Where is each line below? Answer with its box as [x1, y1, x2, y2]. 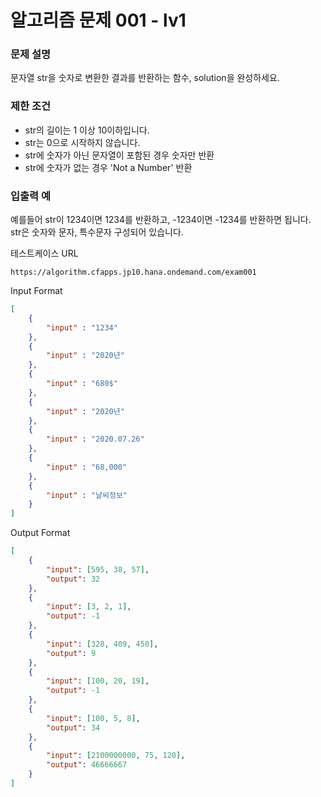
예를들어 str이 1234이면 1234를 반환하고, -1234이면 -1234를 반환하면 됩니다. [10, 214, 312, 226]
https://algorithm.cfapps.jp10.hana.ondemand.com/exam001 [10, 267, 257, 278]
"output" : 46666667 [46, 760, 128, 770]
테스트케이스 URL [10, 247, 79, 260]
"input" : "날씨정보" [46, 490, 128, 500]
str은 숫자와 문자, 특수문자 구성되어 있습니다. [10, 226, 184, 238]
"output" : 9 [46, 648, 97, 658]
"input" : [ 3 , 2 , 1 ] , [46, 602, 132, 612]
